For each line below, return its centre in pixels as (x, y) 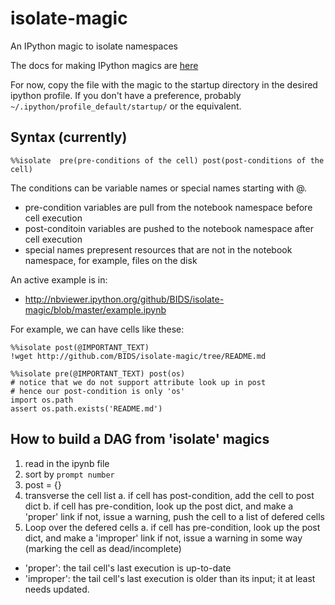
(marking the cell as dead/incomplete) (103, 548)
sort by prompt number (69, 474)
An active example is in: (59, 279)
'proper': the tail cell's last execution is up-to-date (128, 568)
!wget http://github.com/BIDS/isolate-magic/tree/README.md (138, 356)
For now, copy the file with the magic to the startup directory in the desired (164, 84)
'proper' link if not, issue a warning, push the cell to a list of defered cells (174, 516)
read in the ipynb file (67, 463)
